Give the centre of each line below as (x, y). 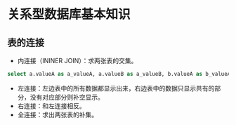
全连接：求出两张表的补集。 (58, 114)
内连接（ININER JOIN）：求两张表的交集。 (77, 61)
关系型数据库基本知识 (69, 14)
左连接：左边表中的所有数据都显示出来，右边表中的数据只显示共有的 (116, 88)
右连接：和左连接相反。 (51, 105)
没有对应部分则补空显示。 (67, 97)
